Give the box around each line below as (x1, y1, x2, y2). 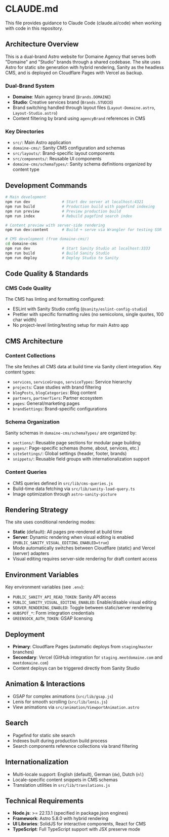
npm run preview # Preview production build (5, 208, 121, 214)
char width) (12, 317, 37, 323)
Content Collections (5, 352, 56, 359)
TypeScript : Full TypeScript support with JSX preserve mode (12, 826, 141, 832)
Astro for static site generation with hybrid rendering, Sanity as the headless (5, 64, 164, 70)
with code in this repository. (5, 25, 63, 31)
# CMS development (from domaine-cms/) (5, 236, 90, 241)
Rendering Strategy (5, 506, 68, 514)
